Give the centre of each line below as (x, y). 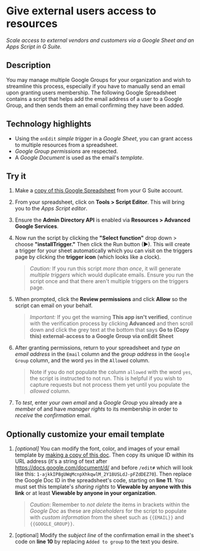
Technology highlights (49, 124)
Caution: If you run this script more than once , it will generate (105, 269)
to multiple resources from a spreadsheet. (66, 145)
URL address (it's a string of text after (61, 461)
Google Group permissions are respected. (66, 151)
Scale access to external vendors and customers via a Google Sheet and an (100, 40)
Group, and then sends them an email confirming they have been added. (95, 105)
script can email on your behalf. (54, 305)
